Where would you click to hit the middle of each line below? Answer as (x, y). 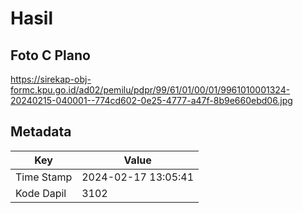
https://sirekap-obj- (51, 79)
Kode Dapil (41, 193)
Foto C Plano (50, 55)
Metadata (41, 132)
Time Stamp (44, 177)
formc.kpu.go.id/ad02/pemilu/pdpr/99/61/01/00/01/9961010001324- (150, 90)
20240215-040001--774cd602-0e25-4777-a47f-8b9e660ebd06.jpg (151, 100)
